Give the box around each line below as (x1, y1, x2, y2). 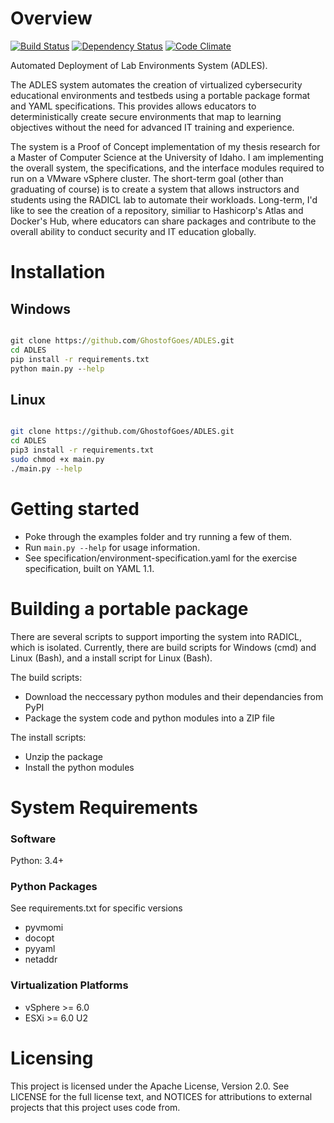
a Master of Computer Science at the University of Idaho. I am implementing (10, 151, 324, 163)
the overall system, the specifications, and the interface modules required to (10, 162, 325, 174)
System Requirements (10, 796, 198, 819)
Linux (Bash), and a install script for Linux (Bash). (10, 652, 213, 664)
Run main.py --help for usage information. (24, 541, 201, 553)
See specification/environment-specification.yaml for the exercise (24, 552, 298, 564)
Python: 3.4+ (10, 854, 65, 866)
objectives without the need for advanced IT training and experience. (10, 121, 295, 133)
